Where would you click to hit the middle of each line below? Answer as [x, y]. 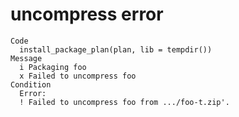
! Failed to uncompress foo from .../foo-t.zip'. [124, 102]
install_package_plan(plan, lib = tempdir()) [116, 49]
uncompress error [87, 14]
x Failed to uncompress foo [78, 76]
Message [26, 58]
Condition [31, 84]
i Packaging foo [53, 67]
